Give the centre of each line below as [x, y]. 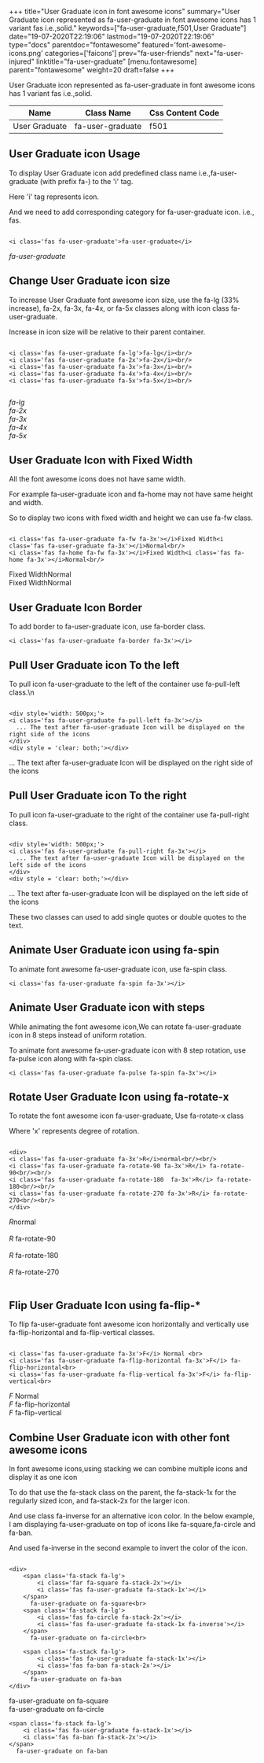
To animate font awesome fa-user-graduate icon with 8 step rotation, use [128, 1050]
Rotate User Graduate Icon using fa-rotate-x [119, 1097]
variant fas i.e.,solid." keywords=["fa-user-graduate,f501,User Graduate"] [128, 28]
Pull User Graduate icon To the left [94, 665]
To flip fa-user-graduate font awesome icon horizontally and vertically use [129, 1324]
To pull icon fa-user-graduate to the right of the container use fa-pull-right [129, 814]
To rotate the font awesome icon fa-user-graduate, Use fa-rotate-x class [126, 1116]
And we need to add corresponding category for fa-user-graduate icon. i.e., [132, 212]
